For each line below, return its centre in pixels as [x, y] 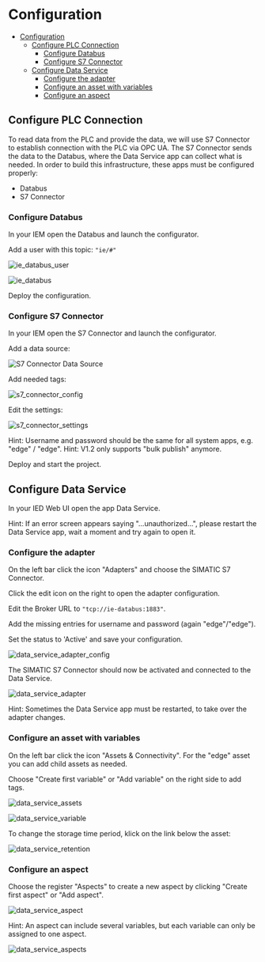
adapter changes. [37, 718]
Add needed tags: [38, 379]
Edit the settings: [36, 410]
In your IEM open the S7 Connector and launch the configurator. [112, 333]
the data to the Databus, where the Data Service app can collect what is [125, 156]
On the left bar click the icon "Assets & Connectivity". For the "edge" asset [129, 755]
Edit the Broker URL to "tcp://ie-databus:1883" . [87, 609]
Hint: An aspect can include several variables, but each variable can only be [132, 926]
